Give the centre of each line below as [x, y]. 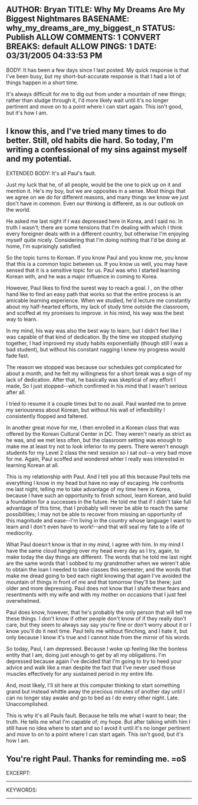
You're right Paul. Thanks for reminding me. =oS [96, 759]
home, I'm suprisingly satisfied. [44, 246]
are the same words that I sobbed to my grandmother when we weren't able [98, 563]
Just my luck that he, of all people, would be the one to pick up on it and [94, 185]
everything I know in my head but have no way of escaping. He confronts [95, 482]
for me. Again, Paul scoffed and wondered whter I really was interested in [95, 459]
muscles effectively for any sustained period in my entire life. [80, 673]
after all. [16, 392]
